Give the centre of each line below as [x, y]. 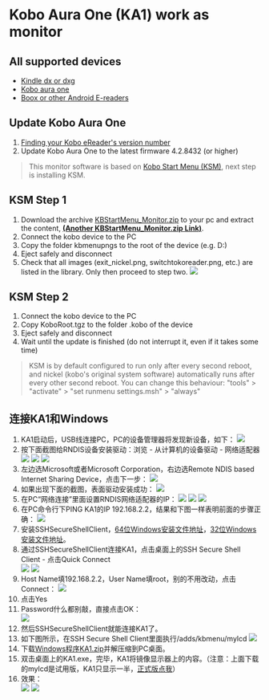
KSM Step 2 [39, 297]
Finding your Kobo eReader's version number [95, 142]
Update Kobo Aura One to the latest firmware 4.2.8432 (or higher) [129, 151]
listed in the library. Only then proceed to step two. [104, 271]
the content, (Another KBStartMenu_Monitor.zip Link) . [112, 228]
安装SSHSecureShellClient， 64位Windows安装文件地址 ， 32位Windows [139, 529]
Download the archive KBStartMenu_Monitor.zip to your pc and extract [137, 219]
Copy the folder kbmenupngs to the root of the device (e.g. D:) [124, 245]
